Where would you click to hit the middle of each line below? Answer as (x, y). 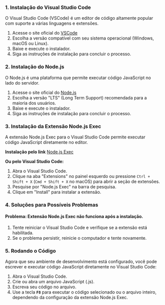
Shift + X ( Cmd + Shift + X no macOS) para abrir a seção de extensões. (86, 181)
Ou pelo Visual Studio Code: (34, 161)
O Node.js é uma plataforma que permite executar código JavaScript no (78, 78)
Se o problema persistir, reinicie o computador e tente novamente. (79, 238)
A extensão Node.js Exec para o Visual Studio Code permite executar (75, 137)
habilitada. (23, 233)
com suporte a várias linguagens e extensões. (52, 23)
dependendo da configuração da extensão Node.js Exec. (70, 298)
